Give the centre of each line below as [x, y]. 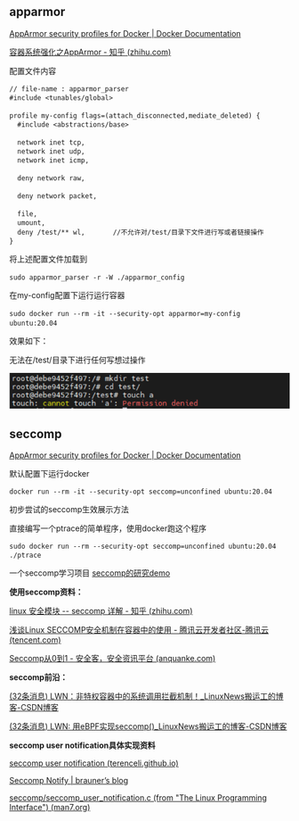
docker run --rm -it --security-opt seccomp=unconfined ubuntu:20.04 [141, 492]
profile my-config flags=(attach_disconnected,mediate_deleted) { [135, 116]
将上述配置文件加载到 [48, 259]
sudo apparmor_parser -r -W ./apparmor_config [97, 278]
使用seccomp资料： [46, 592]
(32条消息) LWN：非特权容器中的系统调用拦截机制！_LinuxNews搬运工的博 [146, 696]
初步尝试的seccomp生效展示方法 [69, 510]
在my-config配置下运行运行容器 [67, 294]
